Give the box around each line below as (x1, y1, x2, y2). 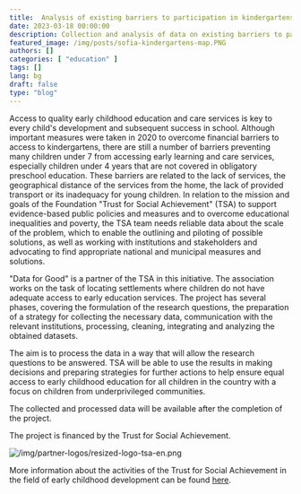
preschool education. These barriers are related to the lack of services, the (9, 169, 287, 180)
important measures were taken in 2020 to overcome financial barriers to (9, 132, 279, 143)
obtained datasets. (9, 330, 79, 341)
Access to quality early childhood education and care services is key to (9, 113, 273, 124)
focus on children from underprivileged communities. (9, 386, 206, 396)
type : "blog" (9, 88, 58, 97)
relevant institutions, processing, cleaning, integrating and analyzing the (9, 320, 275, 332)
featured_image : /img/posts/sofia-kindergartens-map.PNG (9, 38, 227, 48)
